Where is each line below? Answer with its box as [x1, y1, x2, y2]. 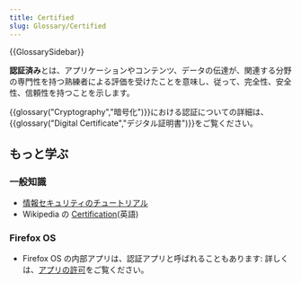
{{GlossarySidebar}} [9, 46, 85, 57]
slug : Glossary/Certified [9, 22, 106, 31]
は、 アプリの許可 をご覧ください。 [22, 264, 149, 275]
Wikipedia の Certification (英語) [22, 208, 139, 220]
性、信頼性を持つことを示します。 [9, 87, 135, 98]
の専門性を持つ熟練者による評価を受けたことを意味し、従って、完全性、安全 [9, 75, 292, 86]
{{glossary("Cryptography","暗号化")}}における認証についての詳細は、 [9, 106, 269, 117]
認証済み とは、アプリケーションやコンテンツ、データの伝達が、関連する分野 [9, 65, 292, 75]
